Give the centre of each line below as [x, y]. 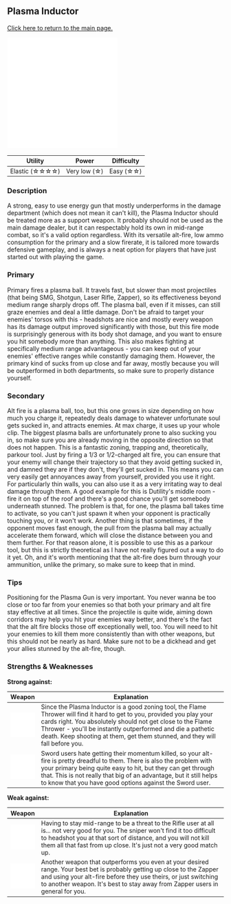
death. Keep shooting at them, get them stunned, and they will [129, 736]
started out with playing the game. [56, 257]
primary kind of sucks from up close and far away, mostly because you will [113, 363]
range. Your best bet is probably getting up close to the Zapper [130, 870]
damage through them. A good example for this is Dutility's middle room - [111, 491]
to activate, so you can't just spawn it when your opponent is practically [109, 513]
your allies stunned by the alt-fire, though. [66, 649]
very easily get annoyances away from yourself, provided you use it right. [111, 476]
